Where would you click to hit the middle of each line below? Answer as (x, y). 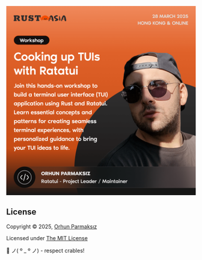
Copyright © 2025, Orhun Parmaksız (52, 226)
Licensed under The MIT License (47, 238)
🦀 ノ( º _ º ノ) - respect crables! (45, 250)
